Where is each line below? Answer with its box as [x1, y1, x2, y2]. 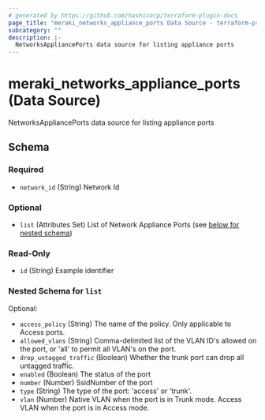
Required [8, 164, 44, 175]
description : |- [8, 33, 62, 42]
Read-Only [8, 248, 51, 259]
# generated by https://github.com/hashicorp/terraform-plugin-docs [8, 11, 238, 20]
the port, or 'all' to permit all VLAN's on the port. [19, 344, 177, 354]
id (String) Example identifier [19, 266, 114, 276]
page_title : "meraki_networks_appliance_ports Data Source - [8, 19, 214, 27]
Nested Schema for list [8, 286, 103, 297]
